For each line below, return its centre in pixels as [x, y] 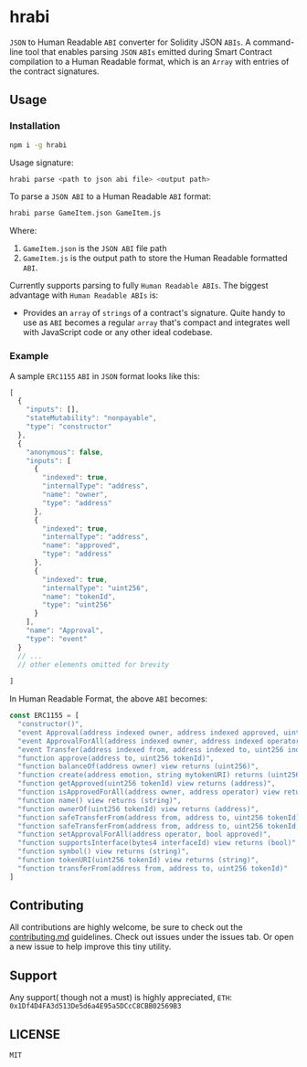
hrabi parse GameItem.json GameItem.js [85, 213]
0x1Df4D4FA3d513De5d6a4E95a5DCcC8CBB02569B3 [95, 1007]
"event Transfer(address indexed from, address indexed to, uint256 [151, 750]
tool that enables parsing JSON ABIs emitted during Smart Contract [148, 51]
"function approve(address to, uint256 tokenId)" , [116, 758]
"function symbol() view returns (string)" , [104, 851]
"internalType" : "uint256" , [95, 588]
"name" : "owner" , [75, 495]
